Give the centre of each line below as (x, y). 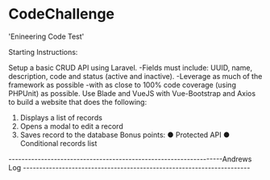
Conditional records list (58, 143)
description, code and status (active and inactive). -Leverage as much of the (135, 76)
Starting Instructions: (43, 52)
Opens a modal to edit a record (71, 126)
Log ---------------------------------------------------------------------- (129, 167)
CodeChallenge (62, 14)
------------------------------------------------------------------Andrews (130, 159)
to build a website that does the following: (78, 102)
